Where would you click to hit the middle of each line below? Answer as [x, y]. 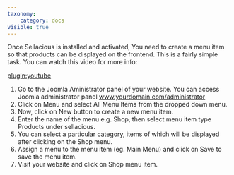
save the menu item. [47, 157]
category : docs [42, 20]
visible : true [28, 27]
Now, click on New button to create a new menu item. [95, 112]
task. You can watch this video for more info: [72, 62]
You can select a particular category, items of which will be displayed [118, 134]
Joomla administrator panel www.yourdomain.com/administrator [111, 97]
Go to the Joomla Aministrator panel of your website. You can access [118, 90]
